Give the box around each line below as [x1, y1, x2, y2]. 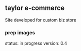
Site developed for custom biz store [5, 17, 77, 23]
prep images [5, 29, 35, 36]
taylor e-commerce [5, 4, 65, 12]
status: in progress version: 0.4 [5, 40, 67, 46]
